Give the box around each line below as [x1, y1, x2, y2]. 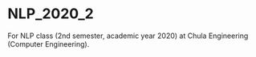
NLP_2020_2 [7, 5, 94, 23]
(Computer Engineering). [7, 39, 90, 48]
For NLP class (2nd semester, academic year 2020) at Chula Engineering [7, 31, 249, 40]
